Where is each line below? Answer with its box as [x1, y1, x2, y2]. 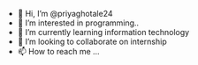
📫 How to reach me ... [17, 47, 100, 56]
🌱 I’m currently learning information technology [17, 27, 190, 37]
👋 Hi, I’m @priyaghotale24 [17, 9, 113, 18]
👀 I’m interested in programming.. [17, 18, 140, 28]
